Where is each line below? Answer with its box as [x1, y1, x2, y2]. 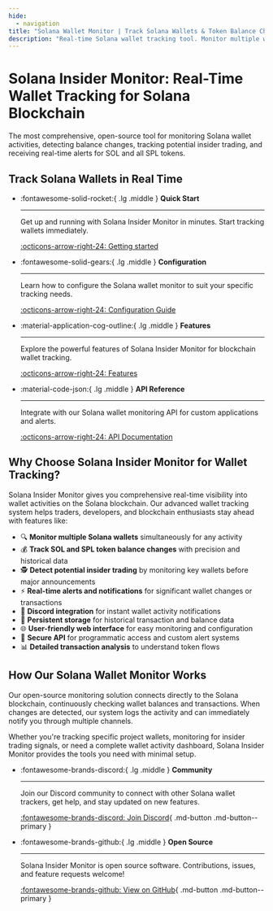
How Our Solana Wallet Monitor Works [8, 669, 207, 682]
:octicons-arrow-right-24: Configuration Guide [19, 305, 176, 314]
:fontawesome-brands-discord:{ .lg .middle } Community [19, 765, 213, 774]
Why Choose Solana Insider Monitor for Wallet [8, 455, 248, 469]
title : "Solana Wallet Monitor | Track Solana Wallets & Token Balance [8, 27, 256, 35]
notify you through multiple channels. [8, 716, 134, 726]
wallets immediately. [19, 225, 89, 235]
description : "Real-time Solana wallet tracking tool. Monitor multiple [8, 34, 260, 43]
